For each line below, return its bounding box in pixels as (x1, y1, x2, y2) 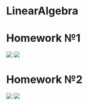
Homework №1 (6, 32, 81, 45)
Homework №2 (6, 73, 83, 87)
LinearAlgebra (6, 4, 79, 18)
